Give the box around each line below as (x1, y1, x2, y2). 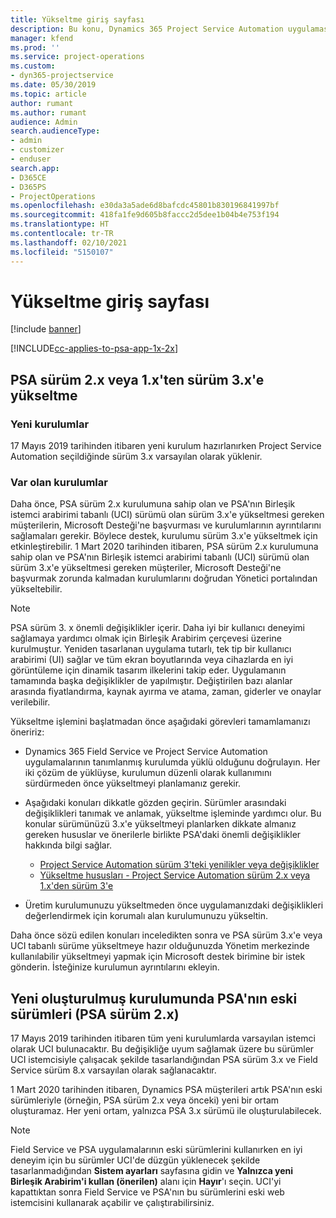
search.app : (10, 163, 60, 173)
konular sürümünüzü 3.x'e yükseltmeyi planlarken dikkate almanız (24, 818, 297, 830)
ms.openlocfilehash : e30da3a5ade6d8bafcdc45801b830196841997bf (10, 201, 280, 211)
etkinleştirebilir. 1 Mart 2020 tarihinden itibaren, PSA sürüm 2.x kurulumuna (10, 541, 319, 553)
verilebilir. (10, 696, 51, 708)
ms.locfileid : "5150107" (10, 247, 114, 257)
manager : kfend (10, 33, 74, 43)
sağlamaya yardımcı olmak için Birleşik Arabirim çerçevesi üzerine (10, 632, 282, 645)
